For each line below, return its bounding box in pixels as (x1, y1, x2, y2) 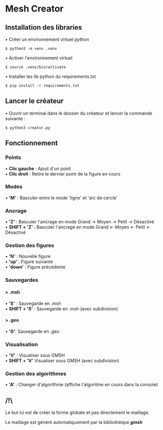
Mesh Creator (5, 3, 64, 15)
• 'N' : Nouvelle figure (5, 253, 51, 260)
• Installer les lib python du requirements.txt (5, 73, 96, 79)
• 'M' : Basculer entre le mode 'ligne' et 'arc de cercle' (5, 195, 118, 201)
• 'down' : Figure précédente (5, 264, 66, 270)
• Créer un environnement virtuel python (5, 36, 89, 42)
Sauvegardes (5, 277, 39, 284)
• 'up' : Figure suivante (5, 259, 53, 265)
